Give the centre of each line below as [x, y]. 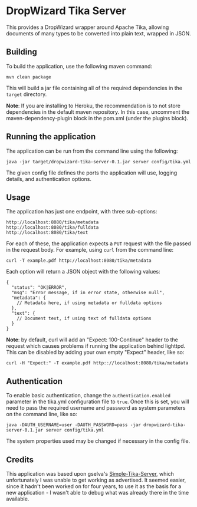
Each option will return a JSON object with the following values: [83, 272]
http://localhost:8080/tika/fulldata [52, 228]
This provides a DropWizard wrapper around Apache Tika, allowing [88, 27]
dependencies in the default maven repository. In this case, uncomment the [98, 112]
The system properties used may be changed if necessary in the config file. [98, 441]
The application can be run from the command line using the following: [92, 151]
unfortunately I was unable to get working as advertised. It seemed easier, [96, 480]
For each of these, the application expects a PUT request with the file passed [99, 243]
